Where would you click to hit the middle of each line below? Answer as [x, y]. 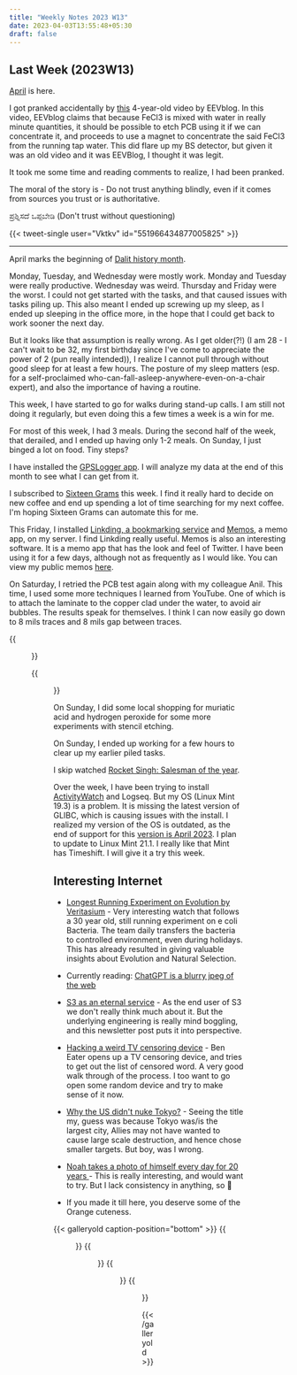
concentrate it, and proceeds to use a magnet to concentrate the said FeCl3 [147, 136]
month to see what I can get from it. [74, 476]
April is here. [32, 91]
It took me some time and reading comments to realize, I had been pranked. [147, 173]
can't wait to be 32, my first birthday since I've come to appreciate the [137, 350]
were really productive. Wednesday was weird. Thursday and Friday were [143, 286]
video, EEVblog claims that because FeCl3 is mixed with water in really [138, 118]
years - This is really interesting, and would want [155, 1176]
